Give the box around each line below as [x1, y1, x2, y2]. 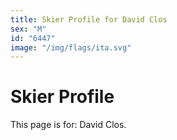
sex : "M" [10, 24, 47, 34]
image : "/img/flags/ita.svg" [10, 42, 132, 53]
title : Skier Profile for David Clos [10, 14, 168, 25]
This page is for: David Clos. [10, 119, 127, 131]
